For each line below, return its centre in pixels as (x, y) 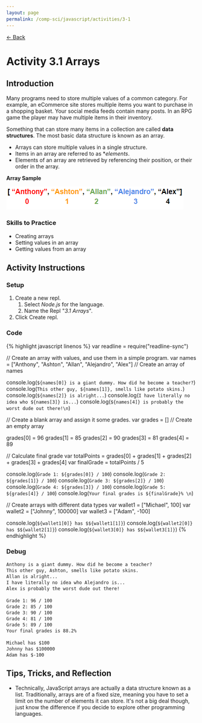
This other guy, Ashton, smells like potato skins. (72, 571)
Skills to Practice (31, 223)
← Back (16, 37)
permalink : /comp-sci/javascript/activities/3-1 (68, 19)
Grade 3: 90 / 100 (29, 613)
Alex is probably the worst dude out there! (63, 589)
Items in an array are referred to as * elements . (72, 153)
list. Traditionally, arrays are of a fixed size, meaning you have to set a (102, 694)
